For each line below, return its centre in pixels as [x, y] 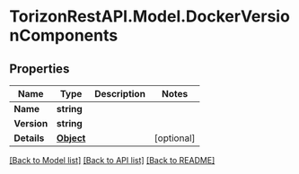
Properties [40, 69]
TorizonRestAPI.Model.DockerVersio [149, 17]
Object [71, 138]
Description [120, 94]
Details [29, 138]
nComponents [64, 35]
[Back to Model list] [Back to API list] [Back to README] [112, 160]
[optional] [175, 138]
